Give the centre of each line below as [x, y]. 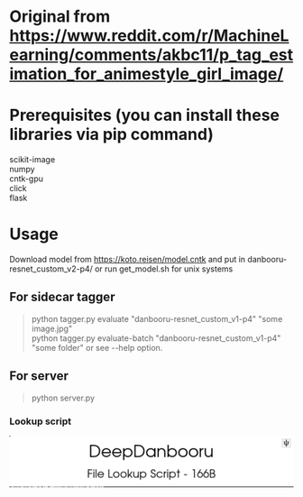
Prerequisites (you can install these [145, 115]
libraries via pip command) [112, 135]
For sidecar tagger [62, 297]
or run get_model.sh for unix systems [164, 269]
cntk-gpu [26, 179]
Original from [60, 17]
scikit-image [32, 160]
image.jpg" [52, 328]
